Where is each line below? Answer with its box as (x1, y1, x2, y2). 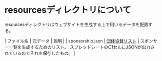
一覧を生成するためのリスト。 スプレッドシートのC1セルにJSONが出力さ (8, 44, 155, 50)
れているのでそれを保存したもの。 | (4, 50, 76, 56)
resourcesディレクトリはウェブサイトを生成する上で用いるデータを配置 (4, 21, 148, 27)
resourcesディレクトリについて (4, 4, 131, 16)
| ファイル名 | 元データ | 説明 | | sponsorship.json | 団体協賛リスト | (4, 38, 140, 44)
